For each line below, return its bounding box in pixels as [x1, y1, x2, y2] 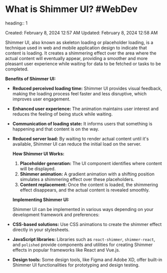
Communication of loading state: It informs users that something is [12, 120, 152, 126]
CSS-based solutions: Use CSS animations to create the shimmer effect [12, 221, 162, 227]
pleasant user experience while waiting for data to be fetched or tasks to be [5, 60, 161, 66]
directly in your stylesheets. [12, 226, 70, 232]
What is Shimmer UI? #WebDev [5, 3, 137, 15]
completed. [5, 66, 28, 72]
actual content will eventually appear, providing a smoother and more [5, 55, 148, 61]
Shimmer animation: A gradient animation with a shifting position [19, 171, 155, 177]
